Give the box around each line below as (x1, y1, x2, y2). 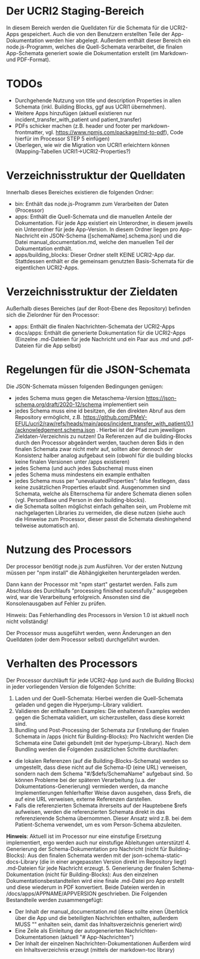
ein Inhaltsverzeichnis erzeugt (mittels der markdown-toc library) (14, 946, 175, 953)
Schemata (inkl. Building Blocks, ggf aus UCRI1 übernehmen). (14, 103, 167, 110)
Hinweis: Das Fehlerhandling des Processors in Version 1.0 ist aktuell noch (6, 611, 189, 618)
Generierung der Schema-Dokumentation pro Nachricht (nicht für (6, 845, 168, 852)
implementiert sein (103, 401, 149, 408)
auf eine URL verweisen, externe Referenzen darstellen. (14, 795, 152, 802)
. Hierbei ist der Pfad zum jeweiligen (96, 426, 185, 433)
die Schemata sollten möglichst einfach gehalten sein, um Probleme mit (14, 503, 191, 510)
